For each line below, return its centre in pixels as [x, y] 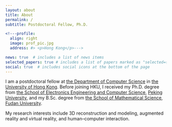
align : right [24, 39]
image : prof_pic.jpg [32, 43]
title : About [19, 15]
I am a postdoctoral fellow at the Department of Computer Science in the [82, 81]
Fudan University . [24, 103]
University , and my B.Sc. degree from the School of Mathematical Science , [84, 98]
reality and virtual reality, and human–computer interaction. [68, 119]
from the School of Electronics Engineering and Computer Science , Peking [84, 93]
